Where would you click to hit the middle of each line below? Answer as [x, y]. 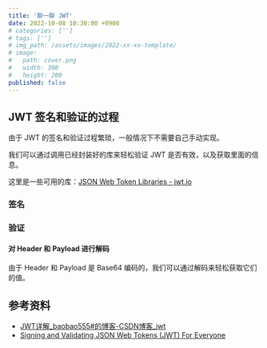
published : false [37, 82]
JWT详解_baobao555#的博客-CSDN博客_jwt [93, 326]
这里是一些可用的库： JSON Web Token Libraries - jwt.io [100, 182]
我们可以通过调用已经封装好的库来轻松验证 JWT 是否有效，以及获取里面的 [130, 155]
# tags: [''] [30, 38]
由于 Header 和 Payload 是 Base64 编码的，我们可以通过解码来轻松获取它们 [133, 268]
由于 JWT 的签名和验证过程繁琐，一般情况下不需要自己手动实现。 [116, 138]
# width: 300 [34, 68]
